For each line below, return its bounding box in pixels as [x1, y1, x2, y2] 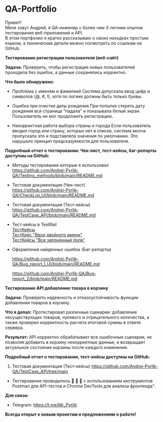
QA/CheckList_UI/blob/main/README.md [12, 192, 95, 198]
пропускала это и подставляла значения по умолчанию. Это [12, 133, 138, 139]
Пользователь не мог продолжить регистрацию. [12, 113, 114, 119]
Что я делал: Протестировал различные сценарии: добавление [5, 309, 137, 315]
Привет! [5, 19, 22, 25]
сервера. [5, 325, 24, 330]
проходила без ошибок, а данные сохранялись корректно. [5, 69, 127, 75]
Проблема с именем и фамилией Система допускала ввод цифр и [12, 88, 150, 94]
